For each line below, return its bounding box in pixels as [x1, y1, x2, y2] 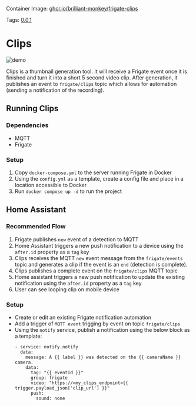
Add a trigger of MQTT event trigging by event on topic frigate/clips [14, 320, 181, 327]
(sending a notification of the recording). [6, 86, 105, 94]
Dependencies [6, 121, 49, 129]
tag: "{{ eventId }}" [30, 370, 84, 375]
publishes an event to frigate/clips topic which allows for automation [6, 80, 177, 87]
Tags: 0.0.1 [6, 16, 32, 23]
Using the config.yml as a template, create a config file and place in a [14, 175, 184, 182]
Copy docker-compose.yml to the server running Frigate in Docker [14, 169, 172, 176]
